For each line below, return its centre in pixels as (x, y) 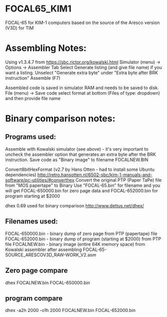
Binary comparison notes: (60, 119)
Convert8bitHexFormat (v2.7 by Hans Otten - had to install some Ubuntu (80, 169)
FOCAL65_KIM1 (38, 9)
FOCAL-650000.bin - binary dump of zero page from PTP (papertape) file (81, 233)
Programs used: (31, 137)
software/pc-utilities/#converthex (40, 180)
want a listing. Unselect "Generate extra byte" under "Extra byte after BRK (81, 73)
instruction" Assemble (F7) (33, 78)
